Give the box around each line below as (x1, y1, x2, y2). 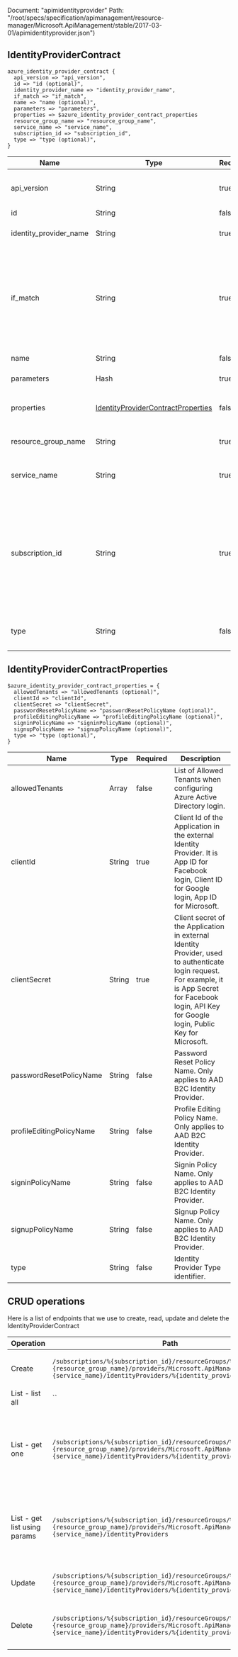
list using (11, 1522, 41, 1532)
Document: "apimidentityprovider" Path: (7, 6, 124, 14)
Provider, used (174, 948, 223, 957)
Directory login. (174, 801, 225, 811)
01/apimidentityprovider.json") (7, 28, 96, 37)
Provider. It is (174, 848, 218, 858)
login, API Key (174, 1001, 220, 1011)
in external (174, 930, 210, 940)
